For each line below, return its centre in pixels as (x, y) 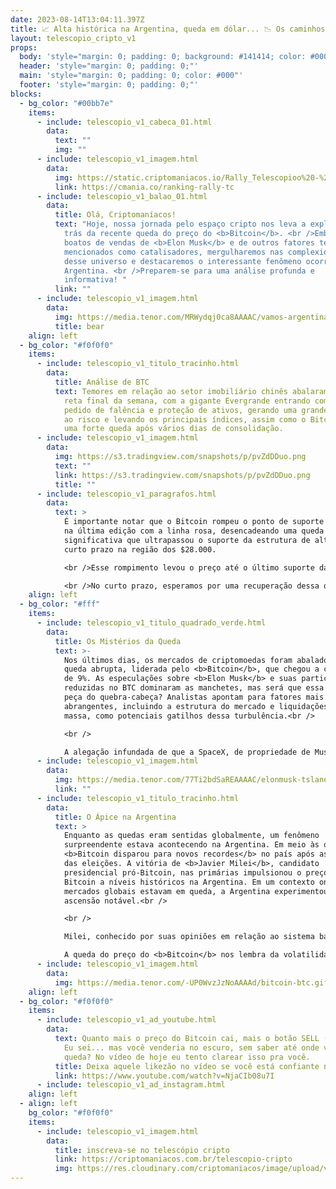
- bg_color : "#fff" (60, 604)
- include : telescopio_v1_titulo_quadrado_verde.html (151, 623)
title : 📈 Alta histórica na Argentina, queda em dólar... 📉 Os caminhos (168, 29)
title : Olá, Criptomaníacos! (115, 215)
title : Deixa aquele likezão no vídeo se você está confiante (187, 1066)
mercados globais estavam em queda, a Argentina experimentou (196, 891)
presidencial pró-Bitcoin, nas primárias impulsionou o (182, 872)
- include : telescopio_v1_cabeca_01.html (124, 122)
